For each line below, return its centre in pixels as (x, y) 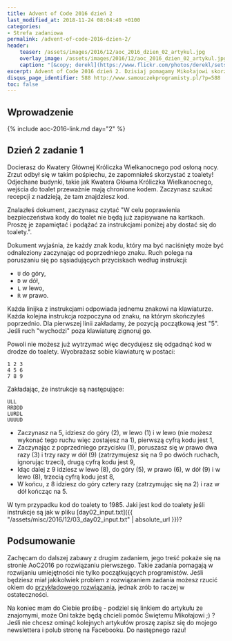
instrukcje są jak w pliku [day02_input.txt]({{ (70, 512)
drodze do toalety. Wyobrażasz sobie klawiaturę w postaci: (91, 351)
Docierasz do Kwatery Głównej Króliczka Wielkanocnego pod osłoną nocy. (113, 167)
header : (18, 46)
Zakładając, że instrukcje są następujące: (66, 389)
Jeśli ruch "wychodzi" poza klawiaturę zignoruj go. (79, 331)
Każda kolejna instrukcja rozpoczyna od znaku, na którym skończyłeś (106, 316)
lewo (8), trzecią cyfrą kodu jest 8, (66, 477)
